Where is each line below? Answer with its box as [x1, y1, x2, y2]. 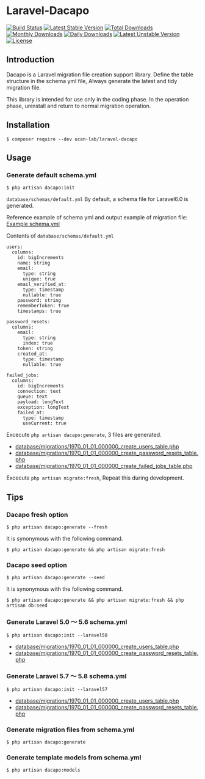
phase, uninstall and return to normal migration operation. [6, 102, 151, 109]
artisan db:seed [6, 602, 48, 609]
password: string [17, 298, 62, 304]
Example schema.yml [6, 221, 60, 228]
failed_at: [17, 410, 45, 416]
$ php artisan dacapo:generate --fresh [6, 524, 108, 530]
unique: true [22, 276, 56, 282]
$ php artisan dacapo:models [6, 767, 81, 774]
